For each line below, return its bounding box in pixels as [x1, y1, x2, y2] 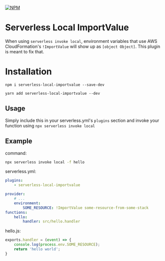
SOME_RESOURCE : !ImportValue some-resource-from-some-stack [23, 205, 149, 210]
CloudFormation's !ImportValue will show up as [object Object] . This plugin [5, 43, 161, 49]
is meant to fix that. [5, 48, 44, 54]
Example [5, 137, 33, 146]
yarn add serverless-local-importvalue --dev [5, 91, 100, 96]
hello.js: [5, 228, 21, 234]
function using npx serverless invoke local [5, 122, 95, 128]
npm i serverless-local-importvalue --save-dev [5, 82, 105, 87]
